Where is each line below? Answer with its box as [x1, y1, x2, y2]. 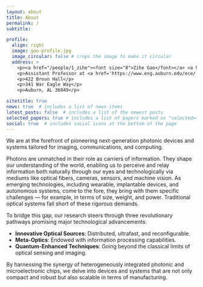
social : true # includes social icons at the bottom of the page [6, 120, 177, 127]
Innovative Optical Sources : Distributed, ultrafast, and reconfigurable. [14, 230, 190, 237]
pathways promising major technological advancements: [6, 218, 147, 225]
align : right [11, 42, 45, 48]
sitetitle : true [6, 98, 47, 105]
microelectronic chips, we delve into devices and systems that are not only [6, 267, 192, 275]
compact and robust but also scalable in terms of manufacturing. [6, 274, 168, 281]
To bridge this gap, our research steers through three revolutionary [6, 212, 173, 219]
